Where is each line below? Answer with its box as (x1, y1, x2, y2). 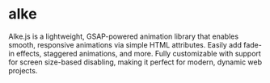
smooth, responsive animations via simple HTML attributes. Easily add (8, 39, 243, 49)
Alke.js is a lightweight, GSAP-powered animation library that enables (8, 31, 239, 41)
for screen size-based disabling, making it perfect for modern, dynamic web (8, 57, 263, 67)
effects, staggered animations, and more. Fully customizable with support (15, 48, 261, 58)
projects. (8, 65, 38, 75)
